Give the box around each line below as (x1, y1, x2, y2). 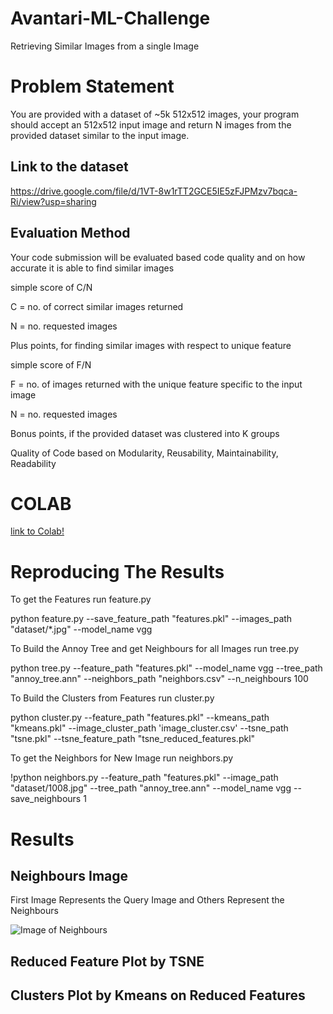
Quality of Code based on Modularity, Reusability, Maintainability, (10, 447, 279, 459)
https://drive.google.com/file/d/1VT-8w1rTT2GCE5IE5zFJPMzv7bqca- (10, 185, 298, 197)
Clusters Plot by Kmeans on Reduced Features (10, 987, 306, 1004)
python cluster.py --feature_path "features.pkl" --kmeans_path (10, 712, 270, 724)
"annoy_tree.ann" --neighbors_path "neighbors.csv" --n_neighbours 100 (10, 673, 309, 685)
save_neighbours (10, 793, 82, 805)
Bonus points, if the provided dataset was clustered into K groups (10, 427, 280, 439)
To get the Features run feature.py (10, 593, 152, 606)
